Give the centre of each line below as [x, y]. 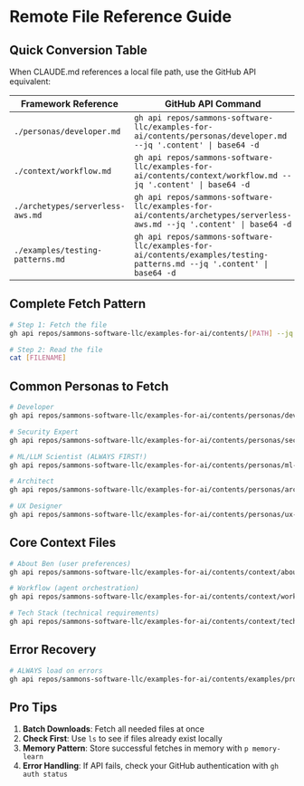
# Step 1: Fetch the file [58, 325]
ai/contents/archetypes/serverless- [213, 215]
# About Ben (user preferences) [70, 563]
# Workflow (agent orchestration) [75, 589]
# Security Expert [44, 432]
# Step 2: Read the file [56, 350]
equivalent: [30, 81]
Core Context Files [63, 543]
